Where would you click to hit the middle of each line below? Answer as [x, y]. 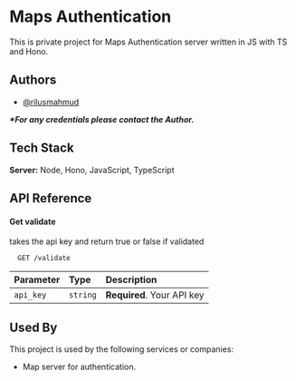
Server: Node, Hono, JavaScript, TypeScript [92, 170]
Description [131, 280]
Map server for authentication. [79, 366]
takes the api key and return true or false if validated [107, 241]
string [83, 295]
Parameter [37, 280]
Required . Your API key [155, 295]
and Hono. [29, 51]
